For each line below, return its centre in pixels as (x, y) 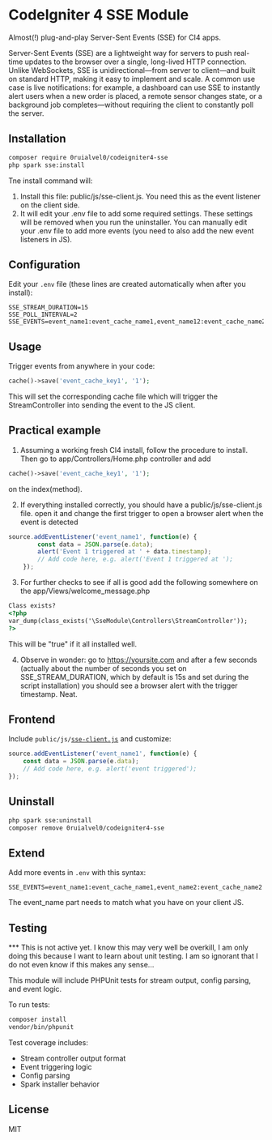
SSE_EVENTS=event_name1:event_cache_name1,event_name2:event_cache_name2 (136, 888)
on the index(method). (45, 489)
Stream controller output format (73, 1058)
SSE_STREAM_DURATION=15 (49, 308)
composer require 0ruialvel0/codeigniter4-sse (88, 157)
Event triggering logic (56, 1066)
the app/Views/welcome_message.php (85, 591)
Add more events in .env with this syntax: (77, 873)
